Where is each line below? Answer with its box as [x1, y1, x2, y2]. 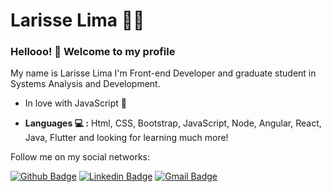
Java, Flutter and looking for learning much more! [24, 132, 229, 144]
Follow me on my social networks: [10, 151, 151, 163]
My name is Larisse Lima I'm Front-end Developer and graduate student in [10, 67, 317, 79]
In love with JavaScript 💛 [24, 97, 127, 109]
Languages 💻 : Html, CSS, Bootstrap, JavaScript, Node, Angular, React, [24, 117, 322, 129]
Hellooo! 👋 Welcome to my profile [10, 45, 176, 59]
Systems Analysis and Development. [10, 78, 161, 90]
